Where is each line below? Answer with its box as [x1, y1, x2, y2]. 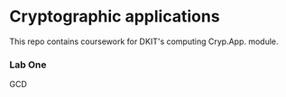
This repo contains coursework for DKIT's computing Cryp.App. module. [9, 36, 279, 47]
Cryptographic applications [9, 6, 220, 27]
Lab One [9, 58, 47, 71]
